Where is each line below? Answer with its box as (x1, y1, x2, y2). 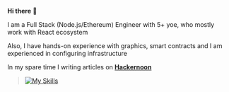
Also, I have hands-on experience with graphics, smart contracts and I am (7, 42, 223, 50)
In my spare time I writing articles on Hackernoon (7, 63, 152, 71)
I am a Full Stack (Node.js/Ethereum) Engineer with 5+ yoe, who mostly (7, 21, 215, 28)
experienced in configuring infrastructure (7, 50, 127, 57)
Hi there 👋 (7, 7, 37, 15)
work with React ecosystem (7, 28, 88, 36)
